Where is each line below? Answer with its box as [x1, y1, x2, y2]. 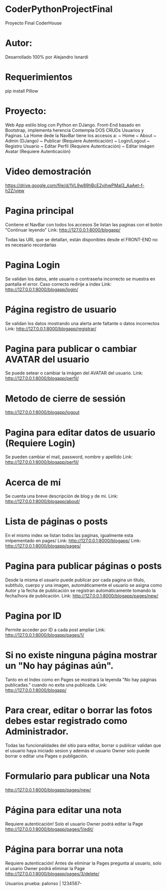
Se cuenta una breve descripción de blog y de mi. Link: [5, 493, 119, 499]
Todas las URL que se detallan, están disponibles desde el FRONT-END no [5, 236, 158, 242]
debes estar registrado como [5, 715, 128, 726]
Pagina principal [5, 205, 74, 216]
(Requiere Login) [5, 437, 76, 449]
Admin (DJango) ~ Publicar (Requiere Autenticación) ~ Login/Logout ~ [5, 138, 151, 144]
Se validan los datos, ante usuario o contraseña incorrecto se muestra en [5, 276, 156, 282]
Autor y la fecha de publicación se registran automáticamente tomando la [5, 587, 156, 594]
